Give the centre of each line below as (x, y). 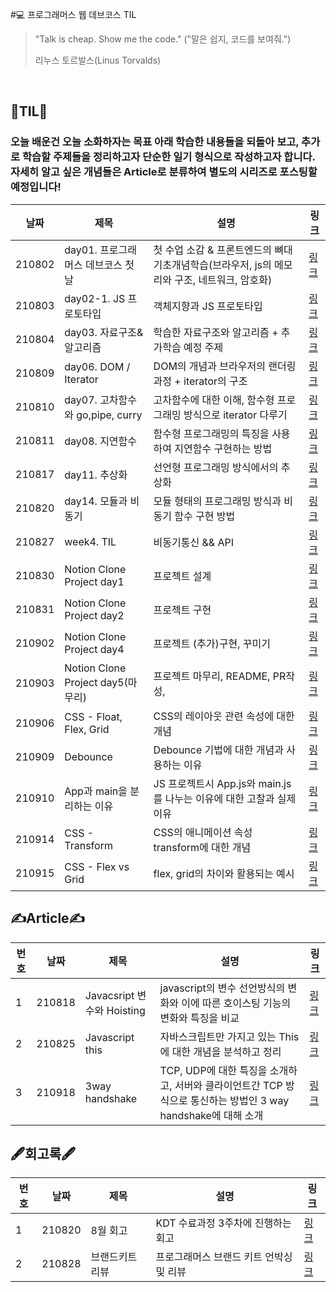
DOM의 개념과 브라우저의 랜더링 (225, 366)
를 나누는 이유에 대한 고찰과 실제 (225, 798)
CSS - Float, (93, 716)
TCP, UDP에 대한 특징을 (213, 1070)
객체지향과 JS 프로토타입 (208, 306)
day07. (81, 400)
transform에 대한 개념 (202, 847)
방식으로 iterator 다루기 (235, 415)
